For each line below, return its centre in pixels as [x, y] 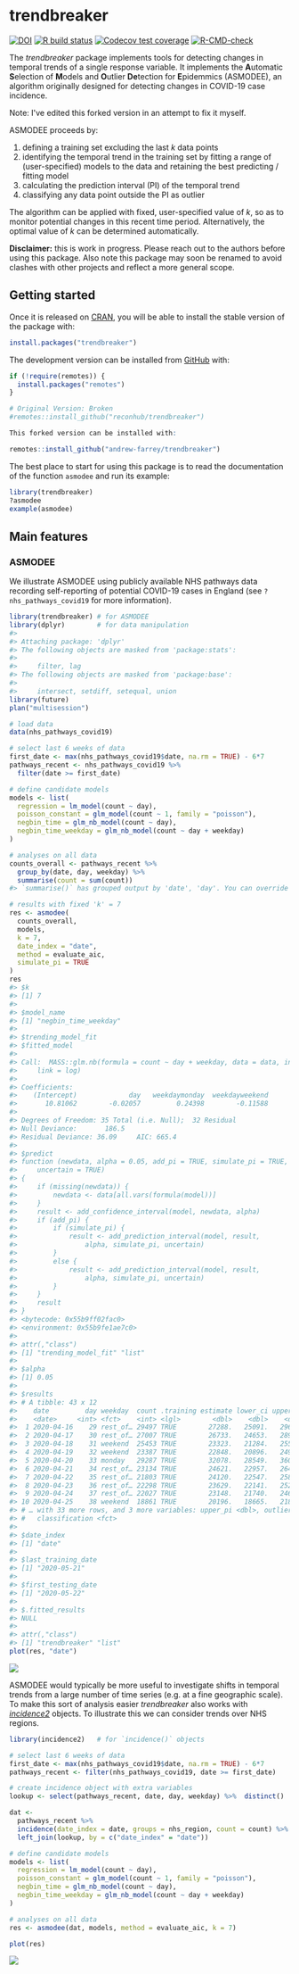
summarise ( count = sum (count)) [75, 880]
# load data [31, 724]
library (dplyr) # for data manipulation [99, 625]
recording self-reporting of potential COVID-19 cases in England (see [136, 591]
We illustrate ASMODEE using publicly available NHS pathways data [133, 582]
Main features [49, 536]
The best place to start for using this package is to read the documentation [146, 466]
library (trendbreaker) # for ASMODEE [79, 617]
